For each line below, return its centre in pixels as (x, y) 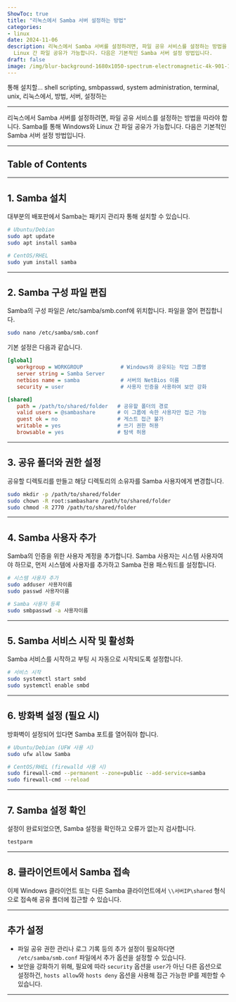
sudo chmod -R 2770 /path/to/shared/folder (72, 507)
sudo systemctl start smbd (47, 679)
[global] (20, 361)
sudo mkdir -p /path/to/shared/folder (64, 494)
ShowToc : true (28, 14)
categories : (25, 27)
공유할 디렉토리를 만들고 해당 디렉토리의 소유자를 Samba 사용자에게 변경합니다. (116, 481)
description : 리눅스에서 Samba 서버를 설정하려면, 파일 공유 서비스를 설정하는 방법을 (117, 47)
